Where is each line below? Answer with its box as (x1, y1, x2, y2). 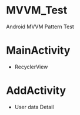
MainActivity (6, 44, 71, 57)
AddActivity (6, 84, 66, 97)
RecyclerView (14, 63, 48, 70)
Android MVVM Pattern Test (6, 23, 75, 30)
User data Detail (14, 103, 54, 110)
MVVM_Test (6, 4, 68, 17)
